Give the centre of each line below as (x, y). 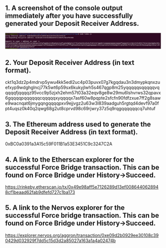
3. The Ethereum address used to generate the (78, 124)
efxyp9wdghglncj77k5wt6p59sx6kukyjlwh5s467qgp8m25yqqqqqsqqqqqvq (82, 88)
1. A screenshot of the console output (64, 8)
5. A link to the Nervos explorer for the (65, 208)
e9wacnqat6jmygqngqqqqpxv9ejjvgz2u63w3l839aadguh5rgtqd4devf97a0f (82, 103)
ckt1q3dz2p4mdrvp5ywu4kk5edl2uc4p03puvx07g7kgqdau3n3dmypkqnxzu (83, 82)
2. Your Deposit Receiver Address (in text (70, 62)
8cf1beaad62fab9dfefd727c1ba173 (40, 192)
